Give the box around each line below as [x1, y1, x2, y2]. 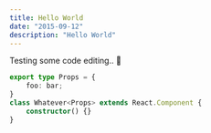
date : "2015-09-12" [9, 22, 84, 31]
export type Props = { [9, 73, 96, 82]
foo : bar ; [26, 81, 64, 91]
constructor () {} [26, 107, 92, 116]
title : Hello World [9, 13, 84, 23]
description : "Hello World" [9, 30, 117, 39]
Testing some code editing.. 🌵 [9, 56, 121, 66]
